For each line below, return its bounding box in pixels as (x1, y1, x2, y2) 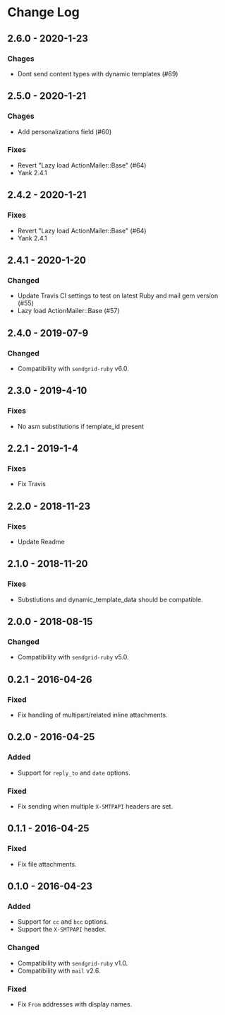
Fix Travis (17, 480, 46, 488)
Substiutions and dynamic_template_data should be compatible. (17, 595, 203, 604)
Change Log (7, 4, 80, 20)
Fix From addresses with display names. (17, 1000, 133, 1008)
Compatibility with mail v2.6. (17, 966, 101, 975)
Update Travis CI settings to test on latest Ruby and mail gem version (17, 291, 219, 300)
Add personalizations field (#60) (17, 127, 112, 136)
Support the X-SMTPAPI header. (17, 925, 107, 934)
